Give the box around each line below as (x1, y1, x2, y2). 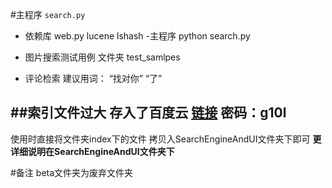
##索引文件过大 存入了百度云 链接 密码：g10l (10, 104, 287, 122)
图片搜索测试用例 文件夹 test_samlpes (24, 51, 181, 63)
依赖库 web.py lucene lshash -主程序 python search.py (24, 30, 251, 42)
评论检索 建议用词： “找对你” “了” (24, 73, 163, 84)
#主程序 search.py (10, 9, 86, 20)
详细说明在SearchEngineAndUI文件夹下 (10, 145, 175, 157)
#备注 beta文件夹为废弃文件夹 (10, 166, 134, 178)
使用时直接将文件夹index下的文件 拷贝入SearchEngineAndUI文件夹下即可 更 (10, 133, 322, 145)
